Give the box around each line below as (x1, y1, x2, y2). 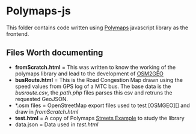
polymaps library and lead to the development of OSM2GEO (14, 70, 164, 77)
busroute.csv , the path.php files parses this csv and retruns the (14, 89, 173, 96)
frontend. (6, 30, 29, 37)
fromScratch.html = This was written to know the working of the (14, 63, 176, 71)
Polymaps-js (6, 4, 71, 18)
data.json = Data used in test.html (14, 121, 99, 128)
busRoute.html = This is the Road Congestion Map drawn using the (14, 76, 183, 83)
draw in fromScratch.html (14, 108, 79, 115)
